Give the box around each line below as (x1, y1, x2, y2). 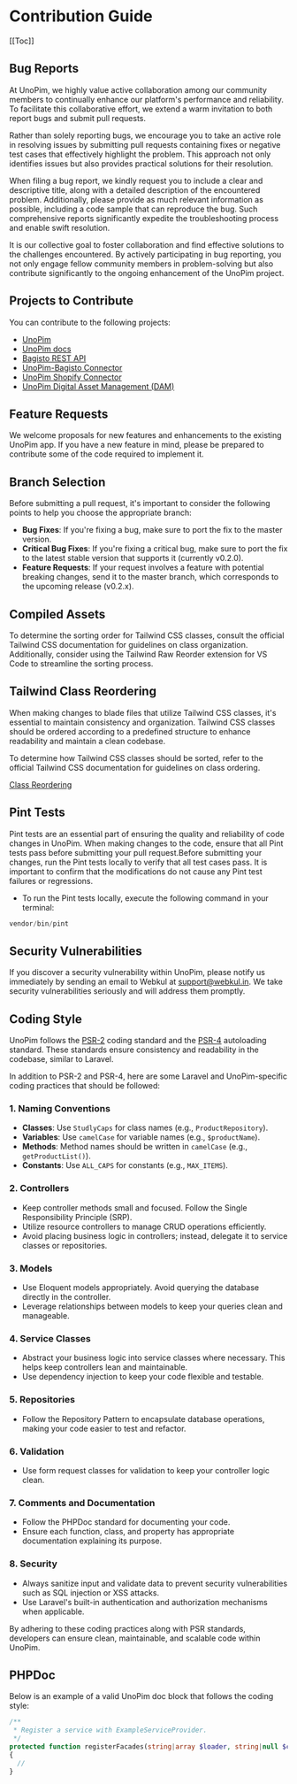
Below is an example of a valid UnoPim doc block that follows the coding (9, 1691, 274, 1702)
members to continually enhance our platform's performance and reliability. (9, 94, 285, 104)
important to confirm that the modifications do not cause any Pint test (9, 865, 263, 877)
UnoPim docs (21, 343, 72, 354)
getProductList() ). (21, 1150, 91, 1161)
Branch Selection (9, 474, 106, 489)
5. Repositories (9, 1394, 75, 1406)
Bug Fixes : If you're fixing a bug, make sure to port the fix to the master (21, 525, 283, 535)
